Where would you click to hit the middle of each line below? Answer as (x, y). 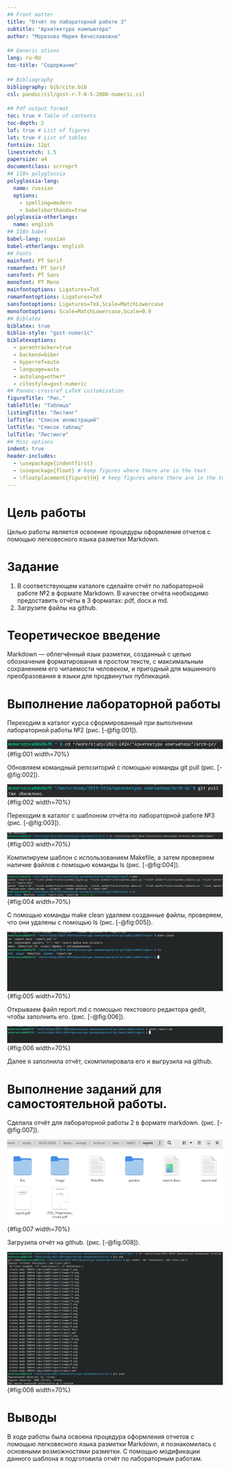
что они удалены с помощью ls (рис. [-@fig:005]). (80, 922)
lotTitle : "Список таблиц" (46, 427)
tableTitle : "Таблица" (39, 406)
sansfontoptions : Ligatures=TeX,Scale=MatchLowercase (86, 304)
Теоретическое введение (84, 635)
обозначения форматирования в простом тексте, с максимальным (105, 662)
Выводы (32, 1418)
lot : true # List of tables (47, 137)
